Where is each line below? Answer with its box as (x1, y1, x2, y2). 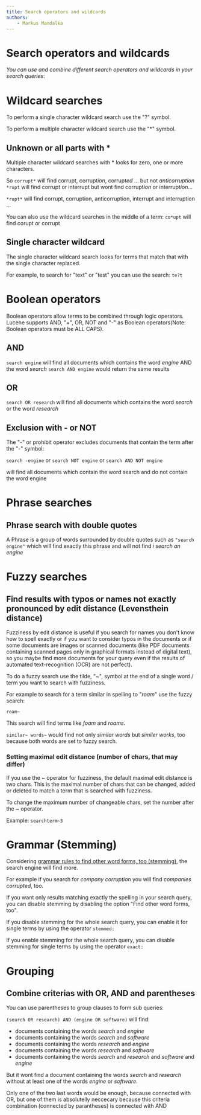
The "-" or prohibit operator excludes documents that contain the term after (6, 439, 194, 446)
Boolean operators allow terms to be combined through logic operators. (6, 312, 184, 320)
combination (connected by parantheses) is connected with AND (6, 1102, 167, 1110)
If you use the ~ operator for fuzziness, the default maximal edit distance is (6, 774, 193, 781)
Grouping (6, 964, 54, 978)
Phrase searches (6, 496, 92, 510)
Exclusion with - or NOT (6, 422, 97, 432)
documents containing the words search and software (14, 1034, 150, 1041)
